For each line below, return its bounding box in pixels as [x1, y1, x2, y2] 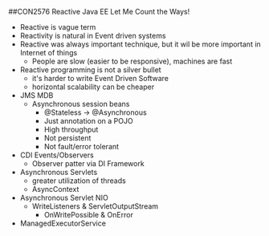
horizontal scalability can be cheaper [31, 82, 155, 92]
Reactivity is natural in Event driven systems [19, 31, 166, 40]
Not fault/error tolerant [43, 142, 119, 151]
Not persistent [43, 133, 92, 143]
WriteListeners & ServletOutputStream [31, 201, 159, 211]
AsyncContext [31, 185, 79, 193]
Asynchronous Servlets [19, 168, 98, 177]
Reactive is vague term [19, 22, 96, 31]
